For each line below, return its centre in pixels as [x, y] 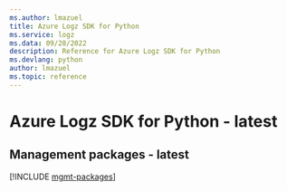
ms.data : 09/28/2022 [48, 43]
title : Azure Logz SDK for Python [75, 26]
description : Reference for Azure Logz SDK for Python [115, 52]
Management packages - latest [100, 155]
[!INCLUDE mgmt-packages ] [62, 177]
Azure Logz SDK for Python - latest [143, 121]
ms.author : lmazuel [46, 18]
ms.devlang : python [46, 60]
